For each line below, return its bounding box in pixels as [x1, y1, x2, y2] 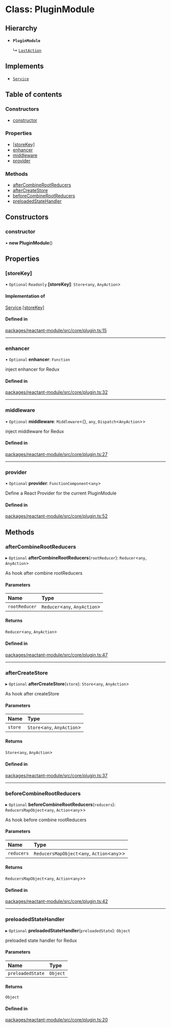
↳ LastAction [12, 47, 42, 53]
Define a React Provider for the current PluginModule [5, 490, 117, 496]
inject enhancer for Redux [5, 366, 60, 372]
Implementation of [5, 293, 45, 299]
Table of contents [5, 90, 62, 99]
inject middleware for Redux [5, 428, 65, 434]
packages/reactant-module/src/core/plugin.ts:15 [5, 327, 107, 333]
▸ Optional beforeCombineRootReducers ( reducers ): [5, 801, 116, 807]
